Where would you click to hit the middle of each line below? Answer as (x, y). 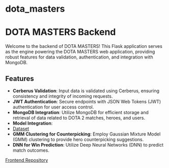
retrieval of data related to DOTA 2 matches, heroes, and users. (79, 118)
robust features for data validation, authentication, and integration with (79, 57)
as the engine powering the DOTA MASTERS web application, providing (80, 52)
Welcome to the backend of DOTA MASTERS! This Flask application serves (84, 46)
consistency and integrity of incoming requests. (63, 96)
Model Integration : (33, 123)
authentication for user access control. (53, 107)
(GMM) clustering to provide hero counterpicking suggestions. (78, 139)
